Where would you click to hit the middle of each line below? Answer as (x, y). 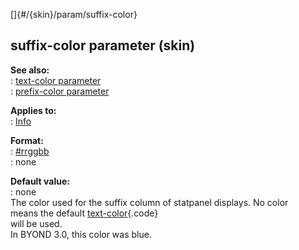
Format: (27, 140)
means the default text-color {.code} (84, 213)
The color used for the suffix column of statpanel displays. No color (149, 202)
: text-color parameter (56, 80)
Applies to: (33, 110)
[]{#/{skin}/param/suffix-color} (74, 14)
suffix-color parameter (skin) (103, 45)
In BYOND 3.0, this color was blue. (81, 234)
